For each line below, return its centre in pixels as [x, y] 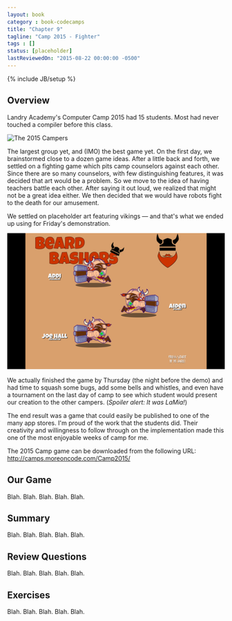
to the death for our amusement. [53, 202]
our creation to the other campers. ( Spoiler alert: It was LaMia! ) [97, 402]
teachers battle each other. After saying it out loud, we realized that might [112, 188]
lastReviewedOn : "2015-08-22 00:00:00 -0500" [74, 59]
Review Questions [47, 556]
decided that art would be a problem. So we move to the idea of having [108, 180]
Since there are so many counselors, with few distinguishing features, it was [115, 173]
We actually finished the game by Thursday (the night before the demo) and [115, 380]
